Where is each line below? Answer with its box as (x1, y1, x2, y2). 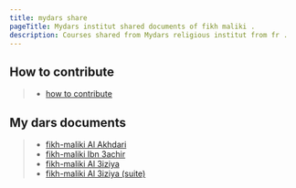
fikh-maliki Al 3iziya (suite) (45, 168, 146, 179)
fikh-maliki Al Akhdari (45, 139, 127, 150)
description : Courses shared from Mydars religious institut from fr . (9, 30, 288, 39)
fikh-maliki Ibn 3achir (45, 149, 126, 160)
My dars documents (9, 115, 126, 131)
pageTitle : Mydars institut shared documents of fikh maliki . (9, 22, 256, 31)
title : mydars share (9, 13, 89, 23)
